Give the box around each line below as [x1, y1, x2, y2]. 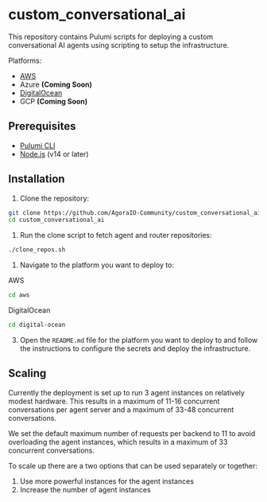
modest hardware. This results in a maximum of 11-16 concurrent [8, 396, 220, 406]
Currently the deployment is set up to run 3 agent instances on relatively [8, 387, 245, 397]
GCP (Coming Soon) [19, 96, 88, 106]
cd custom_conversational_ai [8, 216, 105, 224]
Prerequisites [8, 119, 76, 133]
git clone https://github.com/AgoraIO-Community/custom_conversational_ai [8, 208, 261, 216]
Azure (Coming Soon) [19, 80, 93, 89]
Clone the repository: [19, 193, 90, 203]
